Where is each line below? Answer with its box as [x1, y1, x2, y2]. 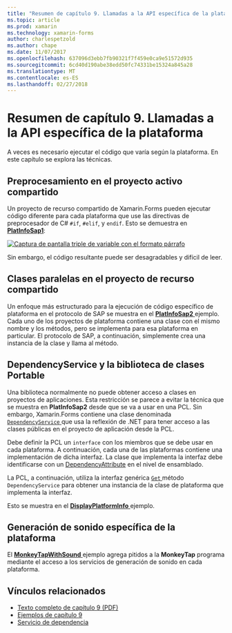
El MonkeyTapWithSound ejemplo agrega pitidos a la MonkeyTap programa [7, 550, 225, 559]
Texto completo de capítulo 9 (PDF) [17, 603, 119, 612]
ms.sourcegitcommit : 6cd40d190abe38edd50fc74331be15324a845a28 [7, 61, 193, 68]
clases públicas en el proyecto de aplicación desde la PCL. [7, 425, 175, 433]
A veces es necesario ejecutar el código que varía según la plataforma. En [7, 148, 219, 156]
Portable [7, 370, 45, 382]
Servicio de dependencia [17, 619, 89, 627]
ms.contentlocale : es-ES [7, 74, 79, 81]
